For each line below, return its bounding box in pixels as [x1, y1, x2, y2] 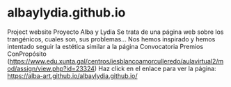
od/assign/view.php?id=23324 [7, 64, 95, 72]
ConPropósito [7, 50, 47, 58]
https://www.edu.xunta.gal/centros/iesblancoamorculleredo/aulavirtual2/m [9, 57, 224, 65]
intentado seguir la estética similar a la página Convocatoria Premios [7, 42, 204, 50]
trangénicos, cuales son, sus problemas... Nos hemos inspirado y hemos [7, 35, 216, 43]
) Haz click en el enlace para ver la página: [94, 64, 217, 72]
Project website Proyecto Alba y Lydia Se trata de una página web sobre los [7, 28, 224, 36]
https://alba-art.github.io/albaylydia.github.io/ [7, 71, 138, 80]
